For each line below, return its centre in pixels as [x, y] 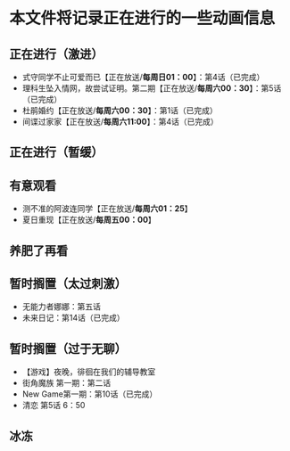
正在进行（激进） [56, 54]
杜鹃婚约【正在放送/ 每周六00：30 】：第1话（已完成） [120, 111]
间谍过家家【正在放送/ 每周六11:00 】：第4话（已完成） [120, 122]
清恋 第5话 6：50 [54, 406]
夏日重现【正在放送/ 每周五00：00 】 [89, 220]
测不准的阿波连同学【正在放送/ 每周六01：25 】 [107, 209]
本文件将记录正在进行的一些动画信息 [142, 18]
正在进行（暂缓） [56, 152]
